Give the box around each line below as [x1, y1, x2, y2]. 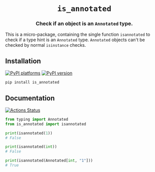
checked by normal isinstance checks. [5, 42, 86, 48]
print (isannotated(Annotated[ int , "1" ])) [5, 158, 93, 163]
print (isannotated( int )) [5, 144, 57, 149]
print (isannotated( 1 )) [5, 130, 53, 136]
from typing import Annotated [5, 117, 69, 122]
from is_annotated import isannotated [5, 121, 86, 127]
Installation [5, 57, 41, 65]
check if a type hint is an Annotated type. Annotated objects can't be [5, 37, 145, 43]
